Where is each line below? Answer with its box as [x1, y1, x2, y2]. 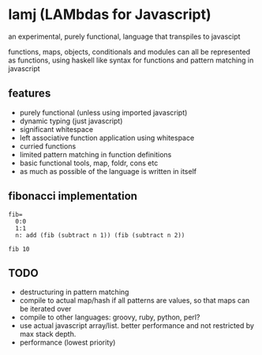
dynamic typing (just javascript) [19, 116, 123, 126]
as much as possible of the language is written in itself [19, 166, 197, 176]
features [8, 87, 51, 100]
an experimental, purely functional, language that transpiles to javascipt [8, 32, 241, 41]
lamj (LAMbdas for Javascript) [8, 6, 211, 24]
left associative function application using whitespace [19, 133, 195, 142]
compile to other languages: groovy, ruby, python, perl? [19, 312, 200, 322]
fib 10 [8, 245, 30, 253]
